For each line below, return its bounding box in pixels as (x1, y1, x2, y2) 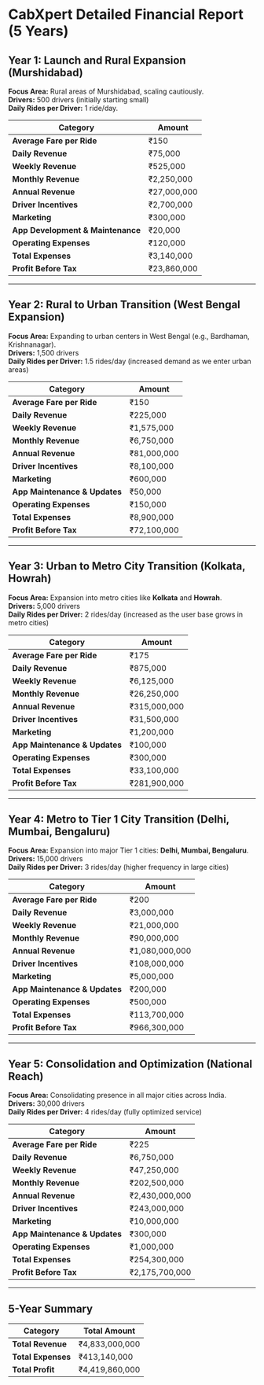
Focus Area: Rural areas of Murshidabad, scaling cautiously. (8, 87, 204, 96)
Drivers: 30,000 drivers (8, 1099, 85, 1108)
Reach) (8, 1070, 44, 1083)
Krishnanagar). (8, 340, 57, 349)
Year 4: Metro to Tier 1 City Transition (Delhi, (8, 812, 229, 827)
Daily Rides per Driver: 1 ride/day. (8, 104, 119, 112)
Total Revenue (12, 1339, 67, 1350)
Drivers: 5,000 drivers (8, 601, 81, 610)
